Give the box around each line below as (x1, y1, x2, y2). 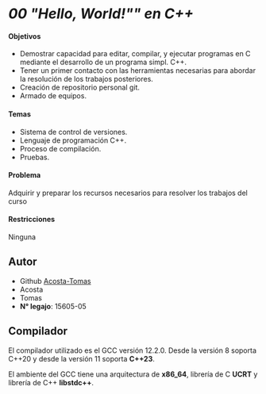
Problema (8, 170, 41, 180)
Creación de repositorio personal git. (19, 82, 141, 92)
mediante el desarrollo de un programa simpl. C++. (19, 57, 187, 67)
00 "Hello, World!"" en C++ (8, 5, 194, 23)
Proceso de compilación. (19, 143, 102, 153)
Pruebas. (19, 152, 50, 162)
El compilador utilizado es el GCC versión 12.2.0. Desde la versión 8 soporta (8, 346, 256, 355)
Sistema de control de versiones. (19, 127, 128, 136)
